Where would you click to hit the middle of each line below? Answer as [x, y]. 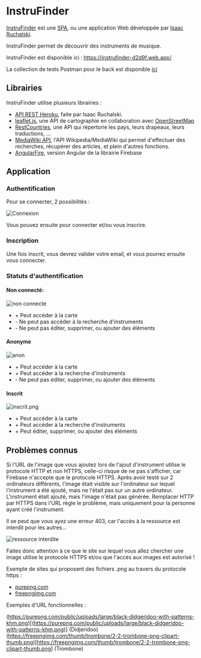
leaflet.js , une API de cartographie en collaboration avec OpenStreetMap [105, 120]
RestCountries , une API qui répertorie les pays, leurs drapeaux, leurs [100, 127]
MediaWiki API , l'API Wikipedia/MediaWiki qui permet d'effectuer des [100, 140]
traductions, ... [33, 133]
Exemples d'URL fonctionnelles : [46, 605]
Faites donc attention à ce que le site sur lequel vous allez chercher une [95, 551]
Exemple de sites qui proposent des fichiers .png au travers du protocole [96, 569]
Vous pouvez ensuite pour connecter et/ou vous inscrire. [76, 225]
